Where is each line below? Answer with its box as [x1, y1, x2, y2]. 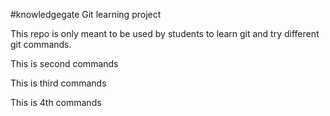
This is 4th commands [10, 97, 102, 108]
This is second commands [10, 58, 119, 69]
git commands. [10, 39, 72, 50]
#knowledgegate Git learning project [10, 9, 162, 20]
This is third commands [10, 77, 107, 89]
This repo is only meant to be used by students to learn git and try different [10, 28, 320, 39]
